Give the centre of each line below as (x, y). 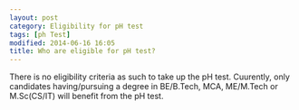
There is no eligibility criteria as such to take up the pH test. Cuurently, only (149, 77)
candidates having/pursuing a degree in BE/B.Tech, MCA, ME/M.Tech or (144, 87)
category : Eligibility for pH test (77, 26)
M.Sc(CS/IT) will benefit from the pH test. (87, 96)
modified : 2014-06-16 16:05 (63, 43)
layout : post (34, 18)
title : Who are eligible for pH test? (82, 51)
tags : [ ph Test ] (40, 34)
